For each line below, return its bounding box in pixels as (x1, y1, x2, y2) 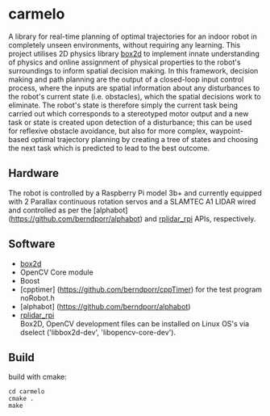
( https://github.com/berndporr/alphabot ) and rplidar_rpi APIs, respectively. (8, 213, 256, 223)
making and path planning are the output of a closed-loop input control (8, 74, 244, 84)
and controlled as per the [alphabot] (8, 205, 128, 215)
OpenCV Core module (19, 267, 94, 277)
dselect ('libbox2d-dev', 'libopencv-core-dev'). (19, 327, 176, 337)
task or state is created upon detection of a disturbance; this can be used (8, 117, 252, 127)
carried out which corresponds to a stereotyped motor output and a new (8, 108, 249, 118)
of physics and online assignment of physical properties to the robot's (8, 57, 241, 67)
